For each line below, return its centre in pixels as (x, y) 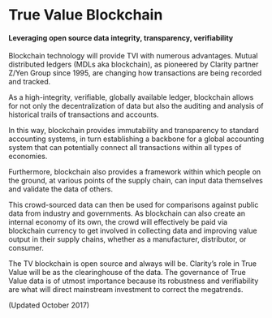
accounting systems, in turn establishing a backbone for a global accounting (136, 139)
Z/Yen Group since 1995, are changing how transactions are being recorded (135, 73)
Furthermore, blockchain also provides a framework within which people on (135, 172)
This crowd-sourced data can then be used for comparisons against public (134, 205)
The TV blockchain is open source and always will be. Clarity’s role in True (133, 264)
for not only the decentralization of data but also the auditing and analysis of (136, 106)
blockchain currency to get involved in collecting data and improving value (133, 231)
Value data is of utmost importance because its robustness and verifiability (134, 281)
